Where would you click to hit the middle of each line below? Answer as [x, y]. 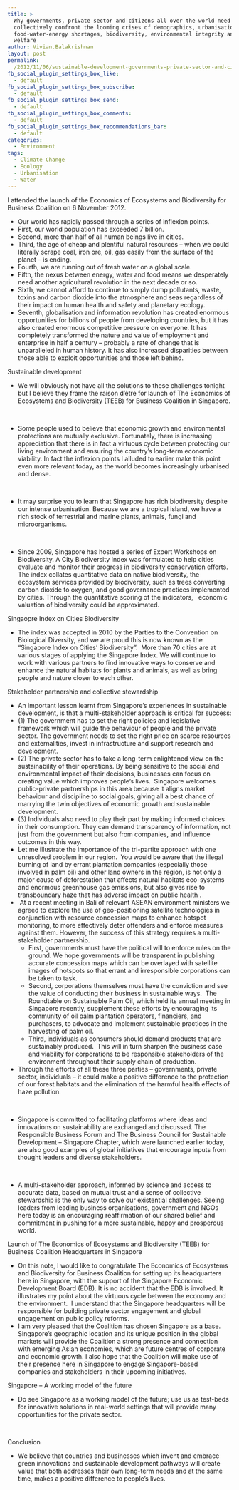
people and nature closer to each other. [75, 677]
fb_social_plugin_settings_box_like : [63, 73]
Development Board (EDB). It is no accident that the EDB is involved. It [120, 1288]
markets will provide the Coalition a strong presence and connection [118, 1341]
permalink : [23, 61]
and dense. [34, 473]
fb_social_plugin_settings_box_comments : [70, 113]
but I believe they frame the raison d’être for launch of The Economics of [124, 393]
